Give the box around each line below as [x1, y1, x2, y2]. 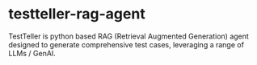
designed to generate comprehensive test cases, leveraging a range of [8, 39, 245, 49]
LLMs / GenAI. [8, 48, 57, 58]
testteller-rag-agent [8, 5, 145, 23]
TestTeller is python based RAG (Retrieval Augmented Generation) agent [8, 31, 249, 41]
